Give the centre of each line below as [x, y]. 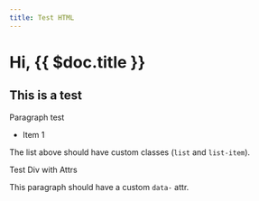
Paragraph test [37, 117]
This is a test [46, 96]
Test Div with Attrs [44, 169]
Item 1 [33, 134]
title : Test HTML [42, 18]
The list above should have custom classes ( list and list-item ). [130, 152]
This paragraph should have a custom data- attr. [99, 187]
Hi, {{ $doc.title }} [78, 62]
